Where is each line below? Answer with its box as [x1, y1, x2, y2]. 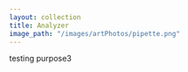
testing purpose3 [9, 54, 73, 64]
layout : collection [9, 12, 82, 22]
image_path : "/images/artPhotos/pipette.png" [9, 29, 180, 38]
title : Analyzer [9, 21, 69, 30]
